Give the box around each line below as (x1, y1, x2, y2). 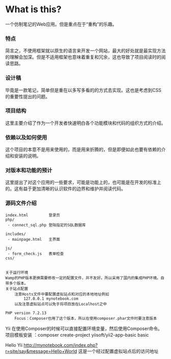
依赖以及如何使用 (5, 134, 47, 141)
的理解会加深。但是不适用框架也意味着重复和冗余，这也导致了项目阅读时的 (5, 54, 161, 60)
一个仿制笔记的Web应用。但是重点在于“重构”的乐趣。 (5, 21, 117, 27)
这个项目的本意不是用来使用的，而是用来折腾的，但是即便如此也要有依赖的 (5, 146, 161, 152)
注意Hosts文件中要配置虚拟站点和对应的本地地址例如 (14, 292, 109, 297)
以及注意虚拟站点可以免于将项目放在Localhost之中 (14, 301, 107, 306)
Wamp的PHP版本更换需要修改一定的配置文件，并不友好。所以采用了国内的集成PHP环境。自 (5, 275, 164, 280)
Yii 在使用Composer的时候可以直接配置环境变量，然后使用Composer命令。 (5, 325, 163, 331)
